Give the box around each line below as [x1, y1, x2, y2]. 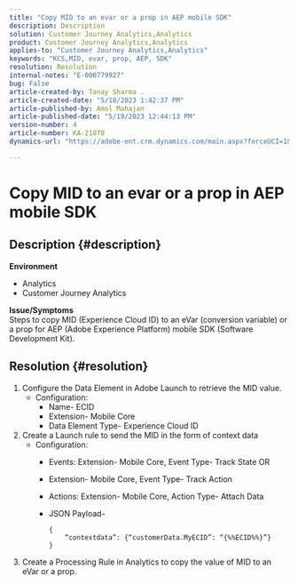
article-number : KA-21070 [9, 129, 105, 138]
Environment [9, 260, 58, 271]
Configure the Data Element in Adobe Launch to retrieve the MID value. [21, 382, 282, 393]
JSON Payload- [48, 508, 106, 518]
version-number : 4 [9, 121, 77, 130]
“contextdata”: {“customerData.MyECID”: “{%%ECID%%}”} [65, 533, 272, 542]
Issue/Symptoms [9, 304, 74, 316]
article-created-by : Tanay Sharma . [9, 87, 145, 96]
